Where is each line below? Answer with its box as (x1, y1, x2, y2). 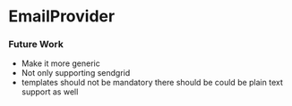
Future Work (8, 38, 64, 51)
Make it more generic (21, 58, 100, 69)
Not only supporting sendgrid (21, 68, 131, 78)
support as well (21, 86, 79, 97)
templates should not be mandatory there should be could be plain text (21, 77, 284, 88)
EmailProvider (8, 6, 116, 27)
